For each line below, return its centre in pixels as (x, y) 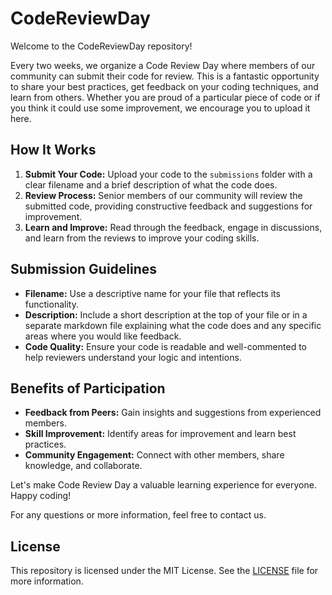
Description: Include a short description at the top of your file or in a (166, 314)
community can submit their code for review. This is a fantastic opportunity (165, 76)
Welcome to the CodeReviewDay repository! (101, 46)
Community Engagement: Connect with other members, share (154, 455)
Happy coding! (41, 496)
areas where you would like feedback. (103, 336)
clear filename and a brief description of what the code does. (151, 184)
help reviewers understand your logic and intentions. (133, 357)
